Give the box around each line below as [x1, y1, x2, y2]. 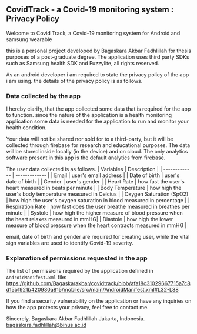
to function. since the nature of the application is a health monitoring [6, 112, 172, 119]
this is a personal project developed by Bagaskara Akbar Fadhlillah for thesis [6, 47, 192, 54]
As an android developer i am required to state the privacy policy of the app [6, 71, 189, 78]
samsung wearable [6, 35, 52, 43]
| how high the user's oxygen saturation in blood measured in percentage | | [6, 197, 190, 204]
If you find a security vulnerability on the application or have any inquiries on [6, 298, 192, 305]
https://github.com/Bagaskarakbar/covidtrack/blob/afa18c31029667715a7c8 [6, 280, 191, 287]
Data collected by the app [6, 92, 81, 100]
